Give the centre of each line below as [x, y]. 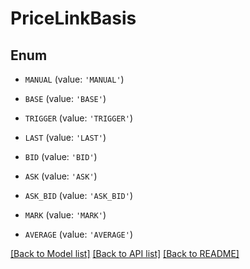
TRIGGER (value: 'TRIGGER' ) [78, 118]
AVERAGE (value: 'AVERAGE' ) [78, 234]
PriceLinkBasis [73, 18]
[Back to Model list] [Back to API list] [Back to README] [125, 253]
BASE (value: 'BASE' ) [65, 98]
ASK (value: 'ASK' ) [61, 176]
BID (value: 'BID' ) [61, 156]
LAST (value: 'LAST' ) [65, 137]
